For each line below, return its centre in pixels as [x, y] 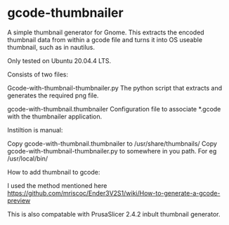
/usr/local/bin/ [28, 158]
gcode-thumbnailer [66, 13]
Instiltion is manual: [35, 130]
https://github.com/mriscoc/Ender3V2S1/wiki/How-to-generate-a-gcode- [114, 193]
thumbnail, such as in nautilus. [51, 47]
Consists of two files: [38, 74]
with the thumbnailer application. [55, 116]
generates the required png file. [53, 95]
